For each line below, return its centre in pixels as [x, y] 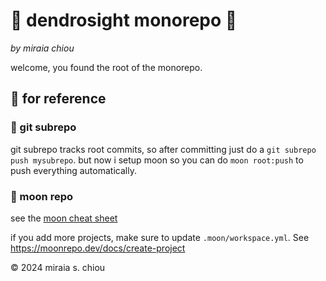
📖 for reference [58, 99]
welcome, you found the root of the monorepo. [106, 67]
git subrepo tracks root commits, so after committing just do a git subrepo [163, 149]
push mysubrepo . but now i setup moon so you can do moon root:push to [157, 160]
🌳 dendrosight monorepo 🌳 [124, 20]
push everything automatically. [73, 170]
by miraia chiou [42, 48]
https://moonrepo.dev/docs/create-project [98, 248]
